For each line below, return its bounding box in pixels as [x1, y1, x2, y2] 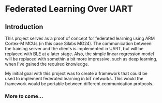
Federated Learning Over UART [5, 3, 133, 15]
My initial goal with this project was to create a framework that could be [5, 71, 148, 76]
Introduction [5, 23, 44, 31]
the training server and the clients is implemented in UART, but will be [5, 46, 144, 51]
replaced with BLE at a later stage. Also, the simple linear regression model [5, 51, 154, 57]
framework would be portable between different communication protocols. [5, 81, 154, 87]
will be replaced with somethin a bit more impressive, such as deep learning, [5, 56, 158, 61]
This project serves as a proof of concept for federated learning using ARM [5, 35, 155, 41]
